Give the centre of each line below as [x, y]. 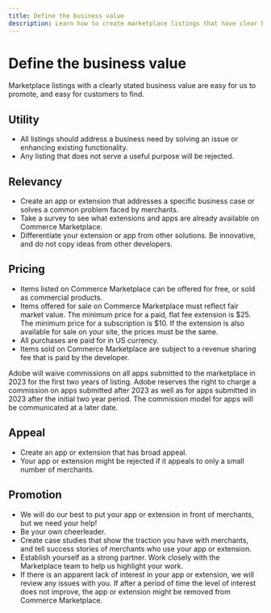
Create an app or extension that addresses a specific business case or [137, 201]
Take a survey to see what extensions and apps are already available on [140, 218]
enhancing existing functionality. [74, 148]
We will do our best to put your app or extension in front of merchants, [137, 514]
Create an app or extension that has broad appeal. [104, 452]
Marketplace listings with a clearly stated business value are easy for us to [132, 86]
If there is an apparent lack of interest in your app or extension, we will [137, 574]
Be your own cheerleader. [63, 531]
